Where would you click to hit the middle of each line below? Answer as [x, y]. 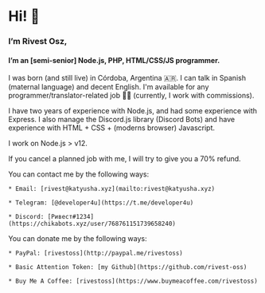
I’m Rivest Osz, [38, 42]
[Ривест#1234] [70, 217]
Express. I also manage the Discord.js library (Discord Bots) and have [122, 120]
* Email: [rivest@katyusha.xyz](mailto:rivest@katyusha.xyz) [112, 189]
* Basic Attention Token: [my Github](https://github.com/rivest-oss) [128, 267]
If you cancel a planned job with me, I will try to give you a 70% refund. [125, 159]
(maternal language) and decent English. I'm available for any [109, 87]
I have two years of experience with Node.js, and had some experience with [132, 111]
